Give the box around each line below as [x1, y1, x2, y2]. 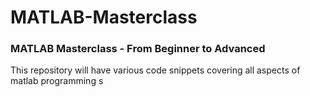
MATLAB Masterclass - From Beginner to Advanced [10, 42, 266, 56]
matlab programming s [10, 75, 104, 87]
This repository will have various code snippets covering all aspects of [10, 64, 301, 76]
